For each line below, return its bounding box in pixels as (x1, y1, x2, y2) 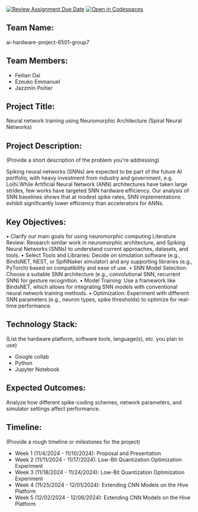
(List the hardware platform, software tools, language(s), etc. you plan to (6, 335, 184, 342)
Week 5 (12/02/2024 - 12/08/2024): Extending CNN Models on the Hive (14, 494, 191, 501)
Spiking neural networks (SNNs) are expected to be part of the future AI (6, 168, 183, 175)
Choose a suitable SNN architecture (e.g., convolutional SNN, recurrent (6, 271, 181, 278)
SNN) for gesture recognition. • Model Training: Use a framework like (6, 277, 176, 284)
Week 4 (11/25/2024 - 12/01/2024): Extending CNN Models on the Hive (14, 481, 188, 488)
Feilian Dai (14, 71, 40, 78)
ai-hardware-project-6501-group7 (6, 39, 90, 46)
